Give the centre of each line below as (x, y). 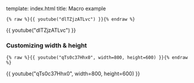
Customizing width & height (46, 45)
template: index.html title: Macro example (56, 9)
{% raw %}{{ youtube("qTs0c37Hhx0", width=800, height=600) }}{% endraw (97, 58)
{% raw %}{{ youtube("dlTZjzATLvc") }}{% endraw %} (71, 19)
